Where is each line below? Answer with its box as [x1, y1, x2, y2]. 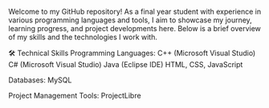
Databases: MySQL [8, 75, 72, 85]
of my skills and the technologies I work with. [8, 32, 158, 42]
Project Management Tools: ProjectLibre [8, 91, 142, 100]
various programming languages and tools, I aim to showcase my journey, [8, 15, 253, 25]
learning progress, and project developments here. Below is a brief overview [8, 24, 261, 33]
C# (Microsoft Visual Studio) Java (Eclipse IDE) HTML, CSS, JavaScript [8, 60, 243, 69]
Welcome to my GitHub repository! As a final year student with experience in [8, 7, 262, 16]
